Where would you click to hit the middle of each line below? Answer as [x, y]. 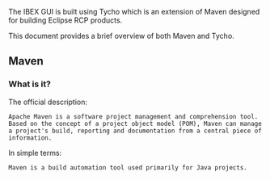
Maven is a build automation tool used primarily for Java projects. [128, 167]
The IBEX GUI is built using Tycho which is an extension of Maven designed [134, 12]
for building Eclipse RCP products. [65, 20]
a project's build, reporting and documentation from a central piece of [135, 131]
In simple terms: [35, 153]
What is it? [30, 84]
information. [30, 138]
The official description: [48, 102]
